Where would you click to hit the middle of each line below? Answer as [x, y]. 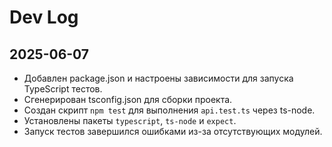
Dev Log [44, 17]
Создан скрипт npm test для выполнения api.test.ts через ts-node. [169, 110]
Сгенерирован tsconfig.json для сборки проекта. [128, 99]
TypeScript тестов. [63, 89]
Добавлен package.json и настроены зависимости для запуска [158, 78]
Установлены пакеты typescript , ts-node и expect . [130, 120]
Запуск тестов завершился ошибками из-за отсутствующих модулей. [173, 131]
